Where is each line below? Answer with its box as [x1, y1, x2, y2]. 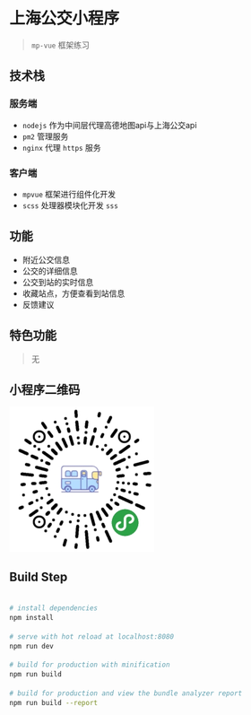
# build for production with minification [9, 660, 170, 669]
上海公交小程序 [9, 8, 120, 29]
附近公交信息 [22, 254, 70, 265]
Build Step [9, 569, 68, 584]
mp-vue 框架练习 [30, 39, 90, 50]
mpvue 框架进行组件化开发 [22, 188, 117, 199]
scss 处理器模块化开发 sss [22, 199, 118, 211]
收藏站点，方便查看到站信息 [22, 288, 125, 299]
